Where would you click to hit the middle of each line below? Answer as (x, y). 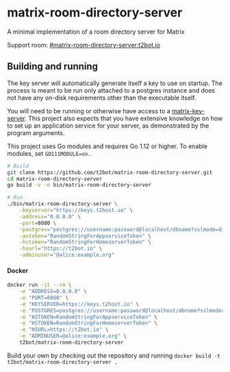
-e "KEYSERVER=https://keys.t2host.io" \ (79, 304)
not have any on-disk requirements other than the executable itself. (102, 97)
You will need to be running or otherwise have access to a (89, 111)
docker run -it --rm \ (39, 285)
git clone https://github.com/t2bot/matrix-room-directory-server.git (110, 172)
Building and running (52, 67)
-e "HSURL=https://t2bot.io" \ (64, 330)
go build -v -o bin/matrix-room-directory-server (79, 185)
